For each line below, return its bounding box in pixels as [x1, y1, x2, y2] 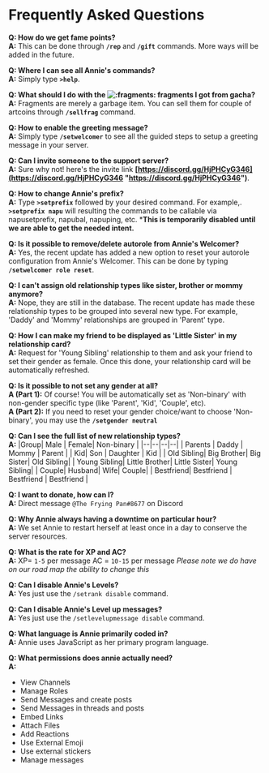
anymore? [8, 289, 43, 298]
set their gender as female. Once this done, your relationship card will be [8, 356, 251, 366]
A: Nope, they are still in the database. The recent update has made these [8, 298, 255, 307]
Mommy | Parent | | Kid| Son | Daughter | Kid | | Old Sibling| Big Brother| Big [8, 448, 262, 457]
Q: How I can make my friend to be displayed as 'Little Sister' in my [8, 330, 237, 340]
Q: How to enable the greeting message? [8, 122, 148, 132]
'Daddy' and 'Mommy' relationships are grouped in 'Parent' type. [8, 315, 225, 324]
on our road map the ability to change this [8, 564, 150, 573]
